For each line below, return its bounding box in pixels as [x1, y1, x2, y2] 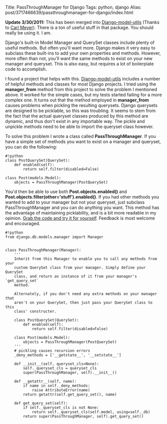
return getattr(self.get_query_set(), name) [23, 392, 117, 397]
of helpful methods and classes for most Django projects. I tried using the [5, 81, 156, 87]
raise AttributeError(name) [31, 387, 91, 392]
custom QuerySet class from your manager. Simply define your [14, 265, 146, 270]
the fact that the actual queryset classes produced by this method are [5, 113, 149, 119]
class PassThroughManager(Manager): [5, 247, 81, 252]
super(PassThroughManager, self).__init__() [23, 370, 117, 375]
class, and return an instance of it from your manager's [14, 274, 137, 279]
